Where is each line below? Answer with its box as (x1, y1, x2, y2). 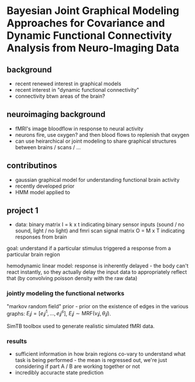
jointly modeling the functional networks (6, 290, 125, 298)
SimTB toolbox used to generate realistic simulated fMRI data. (6, 323, 155, 330)
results (6, 338, 27, 346)
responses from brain (15, 233, 67, 240)
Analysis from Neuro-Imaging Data (6, 42, 180, 55)
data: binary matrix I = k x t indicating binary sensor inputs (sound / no (15, 221, 184, 228)
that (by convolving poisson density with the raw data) (6, 275, 138, 282)
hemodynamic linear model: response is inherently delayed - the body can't (6, 262, 189, 270)
